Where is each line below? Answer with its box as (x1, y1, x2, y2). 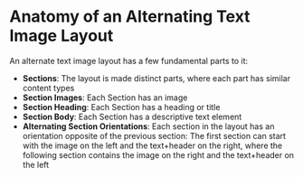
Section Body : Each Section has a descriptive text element (22, 111, 242, 122)
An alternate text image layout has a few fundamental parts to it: (9, 55, 249, 66)
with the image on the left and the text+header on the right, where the (22, 140, 283, 151)
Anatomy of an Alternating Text (9, 6, 251, 27)
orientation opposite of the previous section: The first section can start (22, 130, 287, 141)
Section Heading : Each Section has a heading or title (22, 101, 221, 112)
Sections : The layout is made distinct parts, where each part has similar (22, 72, 291, 83)
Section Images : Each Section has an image (22, 92, 188, 103)
